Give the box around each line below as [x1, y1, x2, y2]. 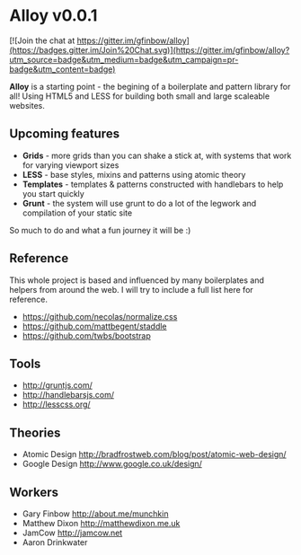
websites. [9, 100, 45, 110]
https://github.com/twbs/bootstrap [22, 330, 151, 341]
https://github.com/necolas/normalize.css [22, 311, 178, 322]
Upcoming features [9, 127, 120, 142]
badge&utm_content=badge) [9, 64, 116, 75]
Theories [9, 425, 61, 440]
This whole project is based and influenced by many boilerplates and [9, 275, 265, 286]
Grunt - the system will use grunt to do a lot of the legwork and [22, 198, 257, 208]
